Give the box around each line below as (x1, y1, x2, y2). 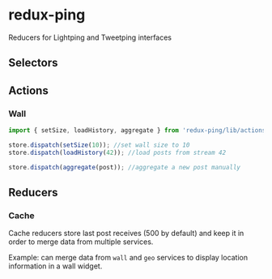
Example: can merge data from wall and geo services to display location (8, 253, 249, 263)
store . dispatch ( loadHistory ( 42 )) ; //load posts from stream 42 (8, 148, 227, 157)
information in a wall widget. (8, 261, 103, 271)
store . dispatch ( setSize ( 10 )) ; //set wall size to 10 (8, 140, 190, 149)
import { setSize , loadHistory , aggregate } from (8, 127, 180, 135)
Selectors (8, 56, 58, 70)
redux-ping (8, 6, 86, 24)
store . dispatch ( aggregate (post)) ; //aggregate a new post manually (8, 163, 241, 171)
